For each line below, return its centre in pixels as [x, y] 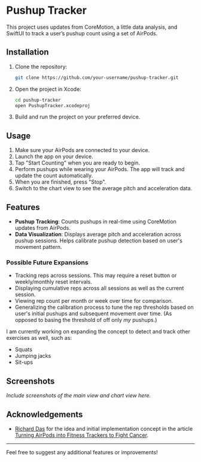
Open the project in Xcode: [48, 89]
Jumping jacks [33, 356]
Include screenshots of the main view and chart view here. [79, 396]
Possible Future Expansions [47, 262]
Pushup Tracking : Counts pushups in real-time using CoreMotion [95, 221]
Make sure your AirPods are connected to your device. [82, 150]
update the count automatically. [54, 176]
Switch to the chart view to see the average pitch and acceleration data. [103, 189]
